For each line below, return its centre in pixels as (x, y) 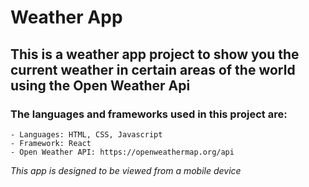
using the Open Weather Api (100, 85)
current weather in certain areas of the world (153, 69)
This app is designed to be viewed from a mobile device (126, 170)
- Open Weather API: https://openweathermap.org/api (122, 152)
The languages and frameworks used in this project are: (149, 114)
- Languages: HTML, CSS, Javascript (86, 134)
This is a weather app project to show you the (155, 54)
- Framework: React (51, 143)
